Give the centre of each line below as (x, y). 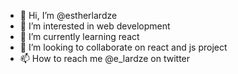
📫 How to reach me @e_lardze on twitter (105, 58)
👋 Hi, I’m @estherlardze (68, 15)
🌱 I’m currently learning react (79, 36)
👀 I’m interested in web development (95, 26)
